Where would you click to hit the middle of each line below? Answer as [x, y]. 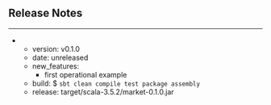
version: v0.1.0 [56, 48]
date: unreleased [60, 57]
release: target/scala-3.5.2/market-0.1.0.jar [103, 91]
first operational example [85, 74]
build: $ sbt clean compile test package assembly [116, 83]
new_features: [56, 66]
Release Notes [46, 13]
